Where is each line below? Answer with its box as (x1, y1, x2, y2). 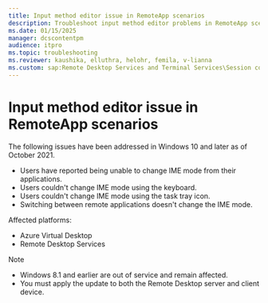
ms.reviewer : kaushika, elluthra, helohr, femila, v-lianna (8, 57, 213, 65)
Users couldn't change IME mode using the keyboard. (19, 182, 197, 192)
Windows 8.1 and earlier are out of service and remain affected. (19, 269, 229, 280)
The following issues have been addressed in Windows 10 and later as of (8, 142, 247, 151)
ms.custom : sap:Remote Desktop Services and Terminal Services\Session (8, 64, 251, 72)
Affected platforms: (8, 215, 72, 225)
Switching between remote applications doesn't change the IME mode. (19, 199, 253, 209)
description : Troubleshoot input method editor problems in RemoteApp (8, 19, 248, 27)
